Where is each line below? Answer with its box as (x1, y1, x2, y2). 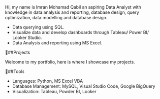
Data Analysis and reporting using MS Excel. (12, 40, 102, 46)
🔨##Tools (5, 68, 25, 74)
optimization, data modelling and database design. (5, 15, 108, 20)
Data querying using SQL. (12, 24, 65, 30)
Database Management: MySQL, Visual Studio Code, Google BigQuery (12, 83, 156, 89)
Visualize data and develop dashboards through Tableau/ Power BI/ (12, 30, 149, 35)
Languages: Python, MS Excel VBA (12, 78, 83, 84)
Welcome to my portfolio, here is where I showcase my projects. (5, 59, 135, 65)
